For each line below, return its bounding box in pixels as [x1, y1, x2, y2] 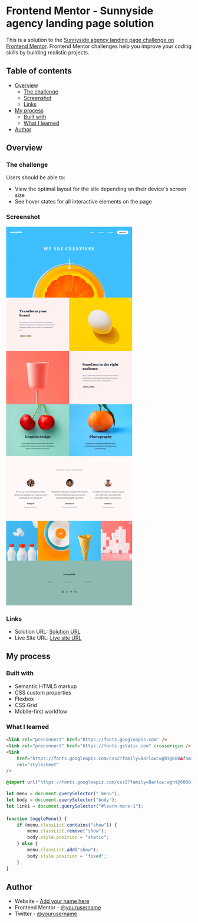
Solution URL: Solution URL [14, 628, 81, 635]
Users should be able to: [6, 174, 66, 181]
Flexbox [14, 695, 34, 702]
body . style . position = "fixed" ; [27, 853, 107, 859]
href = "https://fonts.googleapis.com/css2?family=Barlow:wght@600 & [16, 756, 183, 761]
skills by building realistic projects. [6, 49, 90, 56]
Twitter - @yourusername [14, 910, 78, 918]
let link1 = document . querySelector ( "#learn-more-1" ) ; [6, 803, 144, 809]
